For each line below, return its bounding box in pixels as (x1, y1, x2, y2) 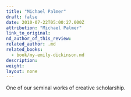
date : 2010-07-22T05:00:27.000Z (6, 19, 84, 25)
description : (6, 57, 38, 63)
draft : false (6, 14, 38, 20)
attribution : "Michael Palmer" (6, 25, 82, 31)
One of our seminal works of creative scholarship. (6, 84, 126, 91)
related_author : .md (6, 41, 56, 47)
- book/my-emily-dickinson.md (11, 52, 84, 58)
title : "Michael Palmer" (6, 8, 66, 15)
